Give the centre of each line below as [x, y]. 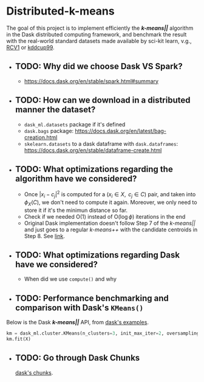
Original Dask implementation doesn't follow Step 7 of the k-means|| [110, 223]
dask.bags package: [49, 131]
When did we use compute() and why [70, 279]
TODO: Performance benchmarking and [92, 298]
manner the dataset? [55, 110]
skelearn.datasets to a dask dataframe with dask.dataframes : [101, 143]
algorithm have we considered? [76, 178]
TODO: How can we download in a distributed [103, 101]
